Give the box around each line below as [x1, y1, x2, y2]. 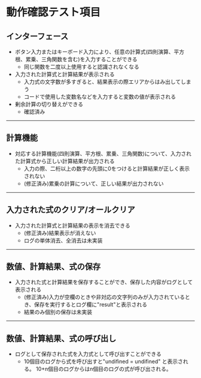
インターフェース [6, 31, 69, 41]
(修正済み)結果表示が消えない [23, 229, 96, 237]
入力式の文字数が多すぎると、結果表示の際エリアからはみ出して [23, 78, 181, 85]
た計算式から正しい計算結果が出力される [14, 157, 115, 165]
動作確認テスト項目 [6, 5, 101, 19]
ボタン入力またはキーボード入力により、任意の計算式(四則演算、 [14, 49, 175, 55]
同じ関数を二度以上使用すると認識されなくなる [23, 63, 139, 70]
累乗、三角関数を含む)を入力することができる [25, 56, 138, 63]
